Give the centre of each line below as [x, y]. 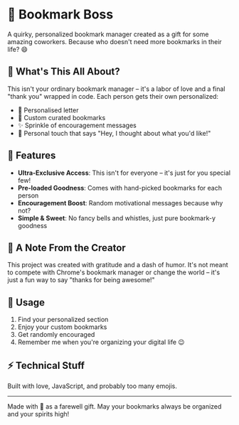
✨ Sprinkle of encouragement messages [77, 125]
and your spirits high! [38, 414]
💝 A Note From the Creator [67, 248]
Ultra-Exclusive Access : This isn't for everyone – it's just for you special [124, 173]
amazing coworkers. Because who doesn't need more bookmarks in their [115, 41]
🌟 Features [32, 156]
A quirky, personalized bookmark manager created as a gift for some [108, 34]
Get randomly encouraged [56, 335]
